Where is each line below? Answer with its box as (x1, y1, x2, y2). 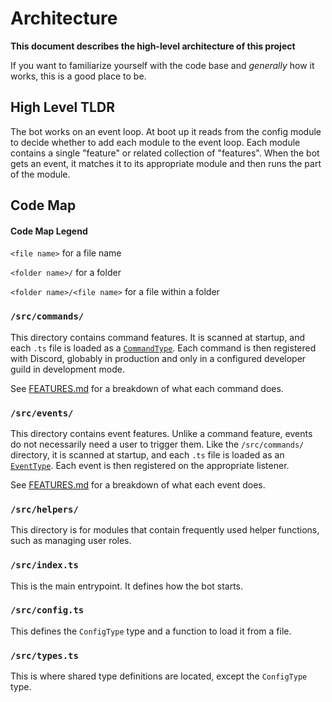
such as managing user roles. (10, 535, 132, 547)
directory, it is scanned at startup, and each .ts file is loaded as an (10, 448, 285, 461)
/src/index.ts (10, 560, 79, 571)
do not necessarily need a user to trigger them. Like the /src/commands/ (10, 438, 305, 450)
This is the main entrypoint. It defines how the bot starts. (10, 580, 244, 592)
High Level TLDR (10, 99, 115, 116)
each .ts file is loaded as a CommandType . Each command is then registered (10, 342, 317, 354)
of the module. (10, 168, 71, 180)
